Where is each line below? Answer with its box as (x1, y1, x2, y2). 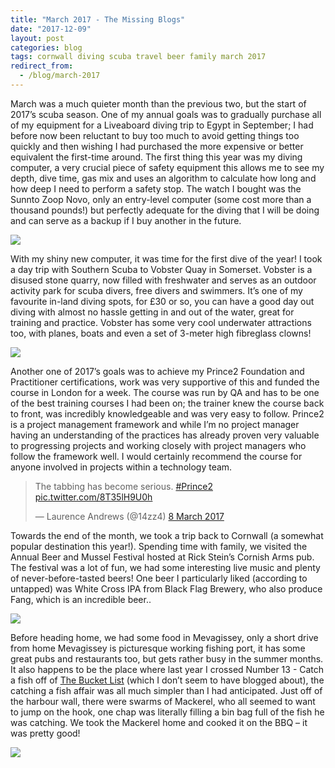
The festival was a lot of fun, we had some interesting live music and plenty (10, 561, 321, 573)
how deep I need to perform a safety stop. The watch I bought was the (10, 182, 302, 195)
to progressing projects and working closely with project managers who (10, 439, 307, 451)
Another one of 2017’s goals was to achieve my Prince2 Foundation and (10, 365, 305, 377)
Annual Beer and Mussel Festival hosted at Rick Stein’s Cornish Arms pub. (10, 551, 315, 563)
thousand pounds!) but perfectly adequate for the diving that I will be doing (10, 204, 320, 216)
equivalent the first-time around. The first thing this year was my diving (10, 151, 303, 163)
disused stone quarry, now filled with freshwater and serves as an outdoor (10, 274, 317, 286)
